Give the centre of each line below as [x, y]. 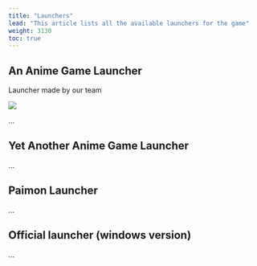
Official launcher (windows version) [100, 235]
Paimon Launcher [53, 191]
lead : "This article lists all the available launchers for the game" [129, 23]
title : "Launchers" [41, 16]
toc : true [25, 38]
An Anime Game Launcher [75, 70]
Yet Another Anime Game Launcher [99, 146]
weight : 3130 [30, 31]
